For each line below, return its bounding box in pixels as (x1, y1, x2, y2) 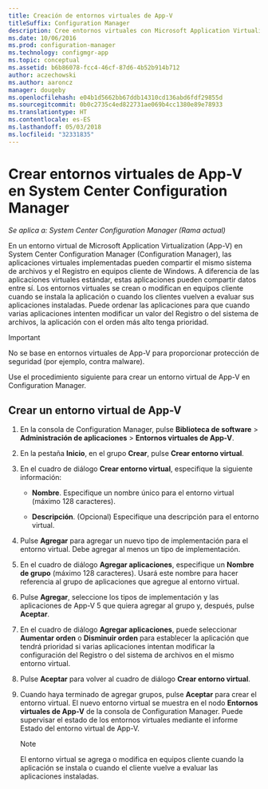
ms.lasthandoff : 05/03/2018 (8, 123, 102, 131)
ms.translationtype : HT (8, 109, 88, 117)
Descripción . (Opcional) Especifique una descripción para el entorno (31, 512, 259, 521)
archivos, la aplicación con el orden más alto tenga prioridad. (8, 317, 209, 327)
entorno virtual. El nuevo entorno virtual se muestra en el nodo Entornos (19, 698, 258, 708)
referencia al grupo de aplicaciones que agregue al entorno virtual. (19, 577, 240, 587)
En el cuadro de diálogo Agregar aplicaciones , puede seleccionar (19, 624, 238, 635)
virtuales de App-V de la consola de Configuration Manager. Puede (19, 707, 243, 716)
